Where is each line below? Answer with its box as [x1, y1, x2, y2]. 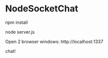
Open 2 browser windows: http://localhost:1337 [5, 38, 103, 45]
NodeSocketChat [5, 3, 79, 14]
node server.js [5, 29, 35, 35]
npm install [5, 19, 28, 25]
